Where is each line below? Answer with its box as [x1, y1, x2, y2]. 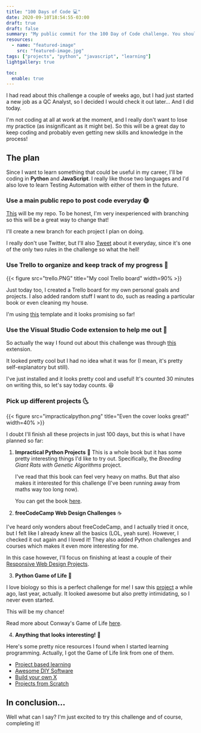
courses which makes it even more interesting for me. [6, 542, 139, 549]
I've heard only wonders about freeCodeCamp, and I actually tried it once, [6, 523, 189, 531]
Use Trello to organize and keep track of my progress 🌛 [6, 261, 169, 269]
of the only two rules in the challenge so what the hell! [6, 246, 139, 253]
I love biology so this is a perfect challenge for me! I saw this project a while [6, 584, 193, 591]
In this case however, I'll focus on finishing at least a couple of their [6, 554, 172, 561]
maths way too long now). [14, 486, 79, 493]
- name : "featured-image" [11, 43, 77, 49]
